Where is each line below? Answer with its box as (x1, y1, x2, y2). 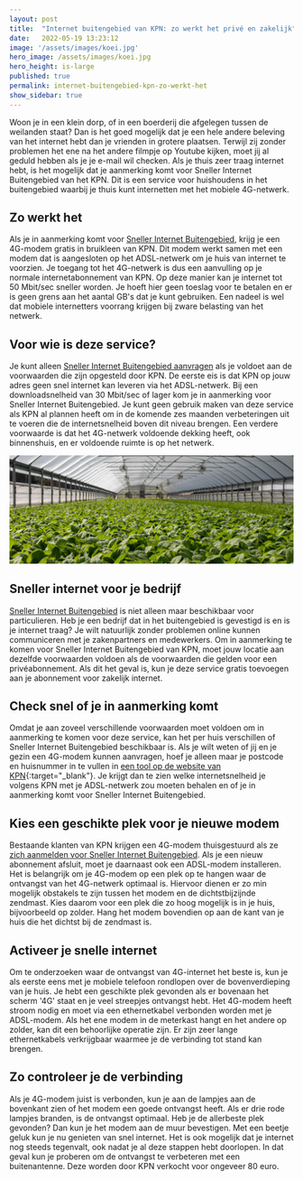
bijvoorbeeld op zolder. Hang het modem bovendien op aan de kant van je (9, 907, 285, 918)
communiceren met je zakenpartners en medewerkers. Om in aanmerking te (9, 634, 293, 645)
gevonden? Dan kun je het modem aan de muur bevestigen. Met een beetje (9, 1122, 289, 1133)
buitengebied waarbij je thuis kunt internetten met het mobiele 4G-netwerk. (9, 183, 290, 194)
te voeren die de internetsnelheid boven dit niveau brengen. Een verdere (9, 418, 279, 429)
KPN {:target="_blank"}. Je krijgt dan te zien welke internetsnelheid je (9, 770, 266, 781)
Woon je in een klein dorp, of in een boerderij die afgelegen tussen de (9, 116, 269, 127)
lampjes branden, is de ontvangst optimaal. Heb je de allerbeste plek (9, 1112, 264, 1123)
